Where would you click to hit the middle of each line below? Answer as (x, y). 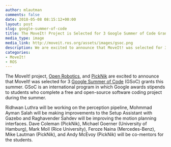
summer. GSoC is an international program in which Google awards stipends (85, 87)
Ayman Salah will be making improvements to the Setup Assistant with (79, 113)
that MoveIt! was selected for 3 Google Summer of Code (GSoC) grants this (84, 82)
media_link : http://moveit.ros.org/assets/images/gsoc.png (69, 43)
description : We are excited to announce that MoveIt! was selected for (84, 48)
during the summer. (26, 98)
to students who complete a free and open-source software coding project (84, 92)
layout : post (19, 24)
